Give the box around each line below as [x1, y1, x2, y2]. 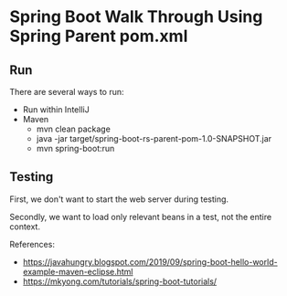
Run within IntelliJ [22, 104, 90, 115]
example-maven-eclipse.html [22, 266, 133, 277]
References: [9, 238, 55, 249]
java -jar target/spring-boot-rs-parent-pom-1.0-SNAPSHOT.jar [36, 133, 272, 143]
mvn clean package [36, 123, 112, 134]
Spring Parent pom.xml [9, 26, 188, 47]
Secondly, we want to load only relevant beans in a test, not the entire [9, 211, 272, 222]
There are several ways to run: [9, 87, 125, 97]
